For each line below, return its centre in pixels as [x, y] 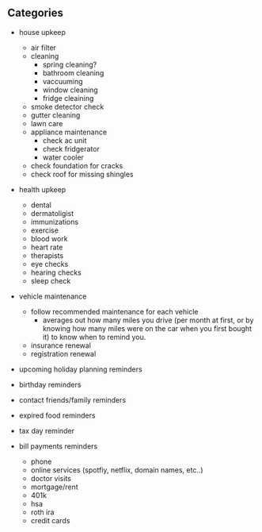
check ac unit [65, 140]
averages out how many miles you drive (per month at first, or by [148, 320]
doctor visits [51, 478]
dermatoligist [52, 213]
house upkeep [42, 32]
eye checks [49, 264]
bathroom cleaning [73, 73]
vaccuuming [63, 81]
